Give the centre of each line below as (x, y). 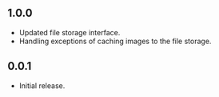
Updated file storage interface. (70, 32)
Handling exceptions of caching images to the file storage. (115, 41)
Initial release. (42, 85)
